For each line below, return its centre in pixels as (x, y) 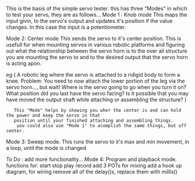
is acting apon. (24, 63)
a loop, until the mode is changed (46, 148)
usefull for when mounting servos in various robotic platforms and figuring (95, 45)
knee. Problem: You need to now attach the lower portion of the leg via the (95, 81)
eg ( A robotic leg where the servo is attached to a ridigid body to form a (93, 75)
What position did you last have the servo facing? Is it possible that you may (97, 93)
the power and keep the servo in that (53, 115)
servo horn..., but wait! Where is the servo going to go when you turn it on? (96, 87)
